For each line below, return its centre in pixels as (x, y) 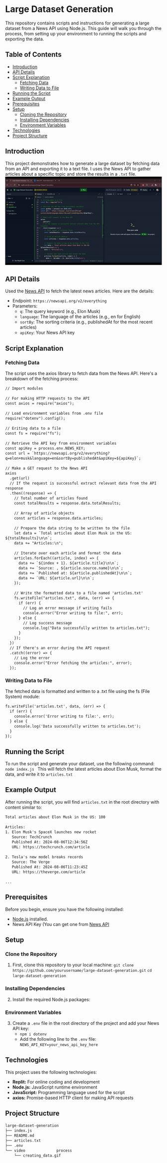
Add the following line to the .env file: (58, 1039)
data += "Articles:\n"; (39, 543)
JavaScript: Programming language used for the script (69, 1092)
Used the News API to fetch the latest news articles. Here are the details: (80, 291)
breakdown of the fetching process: (42, 378)
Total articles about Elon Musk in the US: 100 (55, 817)
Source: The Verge (31, 862)
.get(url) (20, 478)
